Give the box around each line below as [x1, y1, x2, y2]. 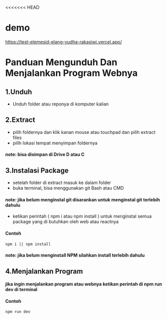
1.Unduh [5, 87, 32, 96]
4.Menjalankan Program [5, 267, 83, 275]
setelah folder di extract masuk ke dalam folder [12, 180, 112, 186]
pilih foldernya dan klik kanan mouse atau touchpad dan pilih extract [12, 129, 156, 135]
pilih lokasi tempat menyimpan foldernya [12, 139, 98, 146]
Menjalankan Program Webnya [5, 67, 138, 79]
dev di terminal [5, 287, 38, 293]
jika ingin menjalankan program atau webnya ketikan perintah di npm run [5, 281, 162, 287]
